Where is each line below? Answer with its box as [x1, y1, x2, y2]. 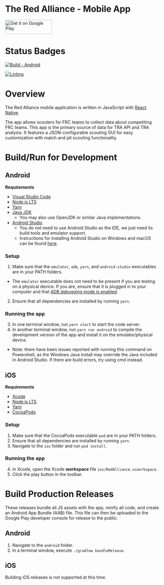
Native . [5, 109, 20, 115]
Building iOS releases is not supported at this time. [5, 574, 106, 580]
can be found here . [19, 240, 58, 246]
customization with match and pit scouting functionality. [5, 134, 118, 140]
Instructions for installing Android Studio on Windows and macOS [19, 235, 151, 241]
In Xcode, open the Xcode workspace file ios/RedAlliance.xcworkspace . [12, 466, 158, 472]
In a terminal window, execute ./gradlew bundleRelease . [12, 547, 125, 553]
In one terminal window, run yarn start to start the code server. [12, 322, 141, 327]
